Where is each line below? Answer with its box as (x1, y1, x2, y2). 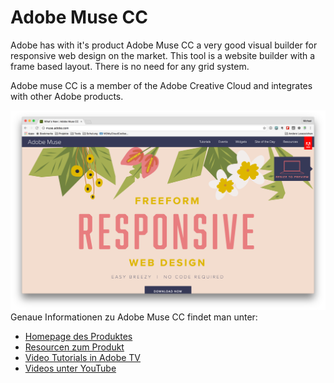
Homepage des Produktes (24, 331, 133, 343)
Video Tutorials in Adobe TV (24, 352, 142, 364)
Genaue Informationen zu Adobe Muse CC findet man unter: (10, 311, 258, 323)
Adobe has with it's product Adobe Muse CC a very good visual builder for (10, 39, 318, 51)
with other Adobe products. (10, 90, 124, 102)
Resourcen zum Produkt (24, 341, 125, 353)
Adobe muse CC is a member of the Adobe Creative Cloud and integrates (10, 79, 313, 91)
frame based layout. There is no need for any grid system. (10, 60, 250, 72)
